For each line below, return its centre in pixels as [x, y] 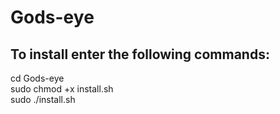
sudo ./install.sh [43, 99]
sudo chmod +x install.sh [62, 89]
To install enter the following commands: [140, 54]
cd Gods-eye [37, 78]
